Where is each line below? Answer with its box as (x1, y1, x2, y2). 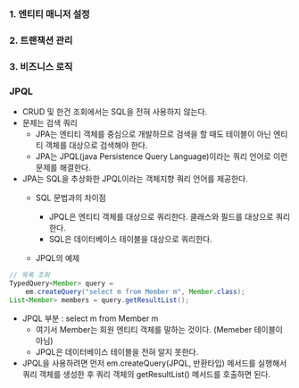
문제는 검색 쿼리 (21, 118, 78, 129)
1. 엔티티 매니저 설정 (9, 7, 91, 20)
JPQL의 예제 (35, 253, 80, 264)
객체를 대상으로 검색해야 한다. (45, 140, 148, 151)
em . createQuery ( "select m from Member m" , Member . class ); (25, 287, 245, 296)
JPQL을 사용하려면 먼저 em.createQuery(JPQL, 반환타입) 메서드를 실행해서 (21, 358, 287, 368)
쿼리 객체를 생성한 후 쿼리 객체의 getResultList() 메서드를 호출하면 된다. (21, 368, 271, 379)
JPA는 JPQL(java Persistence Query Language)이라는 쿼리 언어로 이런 (35, 151, 288, 162)
